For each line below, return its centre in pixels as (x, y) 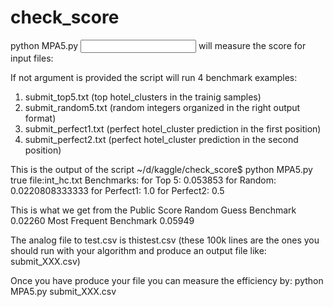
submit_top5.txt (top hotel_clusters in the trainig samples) (143, 97)
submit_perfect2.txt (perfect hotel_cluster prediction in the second (161, 139)
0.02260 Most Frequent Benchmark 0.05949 (102, 220)
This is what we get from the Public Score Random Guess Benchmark (153, 210)
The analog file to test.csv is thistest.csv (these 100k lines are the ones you (165, 240)
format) (40, 118)
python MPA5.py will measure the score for (158, 45)
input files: (32, 58)
